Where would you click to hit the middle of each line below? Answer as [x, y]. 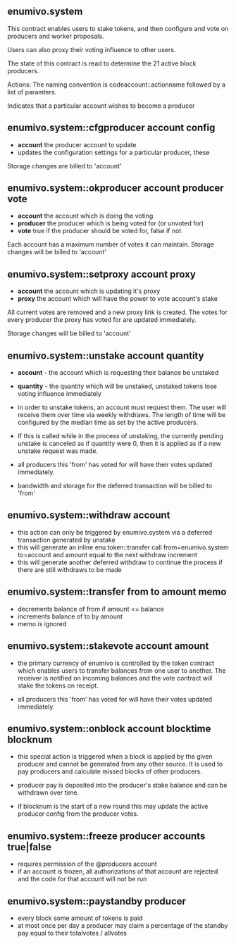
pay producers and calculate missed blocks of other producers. [110, 771]
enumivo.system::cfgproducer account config [111, 128]
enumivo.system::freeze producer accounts [106, 836]
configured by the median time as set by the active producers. [108, 423]
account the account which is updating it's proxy [89, 291]
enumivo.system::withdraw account [89, 515]
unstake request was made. [58, 451]
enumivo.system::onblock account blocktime [109, 728]
